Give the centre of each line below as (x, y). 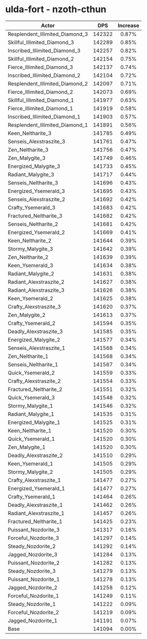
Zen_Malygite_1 (27, 447)
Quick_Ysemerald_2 (31, 373)
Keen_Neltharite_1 (30, 431)
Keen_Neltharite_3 (30, 133)
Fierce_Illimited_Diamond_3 (41, 67)
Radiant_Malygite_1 (31, 414)
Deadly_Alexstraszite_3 (35, 331)
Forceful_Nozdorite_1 (33, 596)
